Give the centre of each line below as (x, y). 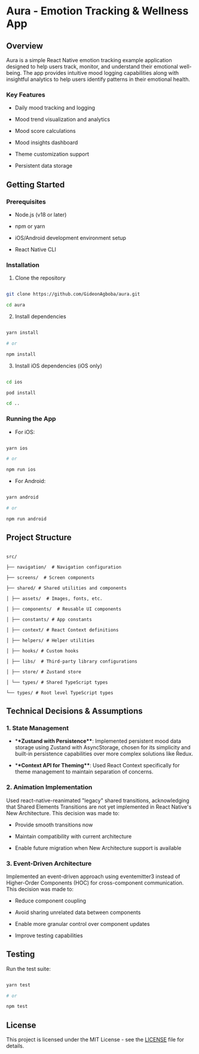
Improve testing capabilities (49, 935)
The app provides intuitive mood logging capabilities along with (101, 73)
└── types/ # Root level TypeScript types (60, 692)
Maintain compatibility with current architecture (73, 836)
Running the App (31, 419)
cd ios (14, 382)
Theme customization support (52, 154)
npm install (21, 354)
